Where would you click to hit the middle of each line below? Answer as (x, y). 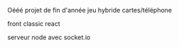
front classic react (34, 23)
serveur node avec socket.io (49, 37)
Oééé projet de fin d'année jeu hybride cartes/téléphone (90, 10)
